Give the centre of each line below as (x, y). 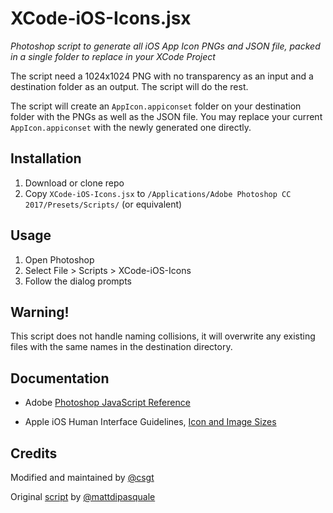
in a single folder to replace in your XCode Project (113, 56)
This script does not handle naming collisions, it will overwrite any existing (163, 336)
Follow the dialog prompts (78, 281)
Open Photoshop (59, 259)
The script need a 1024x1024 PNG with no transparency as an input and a (162, 76)
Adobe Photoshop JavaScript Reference (107, 403)
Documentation (60, 378)
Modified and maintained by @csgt (82, 477)
